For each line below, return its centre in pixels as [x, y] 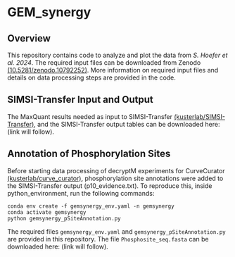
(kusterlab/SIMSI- [199, 116]
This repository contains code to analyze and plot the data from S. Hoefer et [118, 55]
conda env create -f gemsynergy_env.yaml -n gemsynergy [91, 206]
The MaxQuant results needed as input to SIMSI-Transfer [90, 116]
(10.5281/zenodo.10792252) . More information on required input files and [113, 70]
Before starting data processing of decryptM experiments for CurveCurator [116, 170]
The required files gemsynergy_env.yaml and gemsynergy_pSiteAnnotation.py [117, 231]
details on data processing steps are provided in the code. [91, 77]
